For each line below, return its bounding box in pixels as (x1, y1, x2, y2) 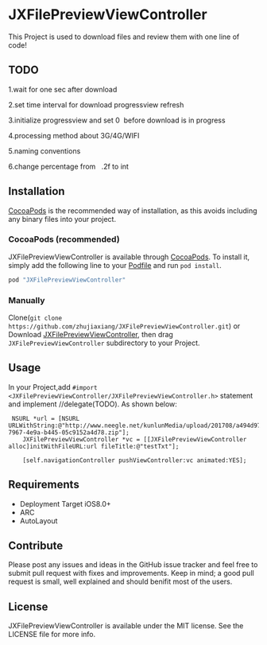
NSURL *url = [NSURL (11, 414, 80, 422)
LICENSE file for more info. (8, 630, 96, 639)
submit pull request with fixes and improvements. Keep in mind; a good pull (8, 569, 254, 578)
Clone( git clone (8, 313, 62, 323)
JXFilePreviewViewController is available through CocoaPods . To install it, (8, 252, 250, 262)
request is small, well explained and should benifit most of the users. (8, 577, 233, 586)
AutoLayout (19, 515, 58, 526)
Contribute (8, 539, 64, 553)
